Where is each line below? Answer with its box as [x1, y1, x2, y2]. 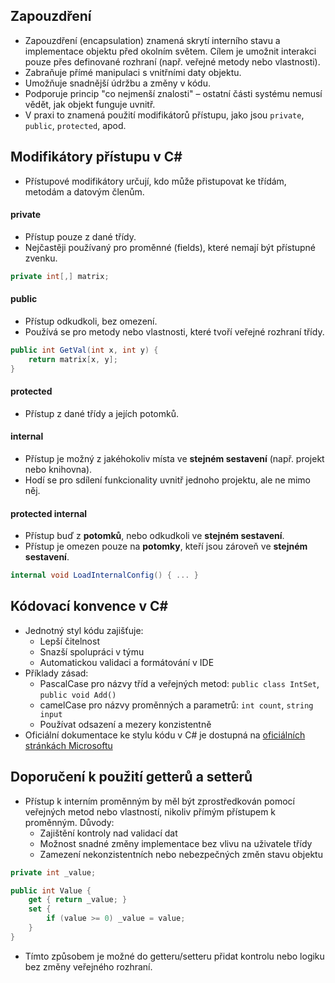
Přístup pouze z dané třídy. [24, 230, 137, 243]
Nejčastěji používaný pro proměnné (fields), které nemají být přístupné [24, 241, 317, 253]
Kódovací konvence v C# [10, 598, 169, 615]
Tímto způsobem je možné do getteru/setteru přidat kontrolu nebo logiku [24, 950, 325, 962]
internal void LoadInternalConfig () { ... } [10, 570, 199, 581]
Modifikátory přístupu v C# [10, 149, 183, 166]
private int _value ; [10, 867, 97, 878]
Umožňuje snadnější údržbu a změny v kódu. [24, 77, 211, 89]
